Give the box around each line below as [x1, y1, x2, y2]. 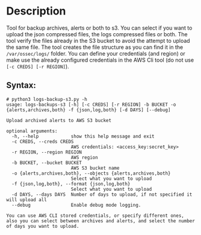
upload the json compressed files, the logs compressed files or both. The [6, 30, 188, 37]
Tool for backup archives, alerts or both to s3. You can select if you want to [6, 24, 193, 31]
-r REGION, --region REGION [11, 149, 82, 155]
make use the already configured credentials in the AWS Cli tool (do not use [6, 56, 194, 63]
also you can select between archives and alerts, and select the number [6, 217, 196, 224]
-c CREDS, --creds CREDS [11, 138, 74, 144]
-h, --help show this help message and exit [11, 133, 155, 140]
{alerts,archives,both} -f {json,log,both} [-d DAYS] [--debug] [6, 107, 171, 113]
